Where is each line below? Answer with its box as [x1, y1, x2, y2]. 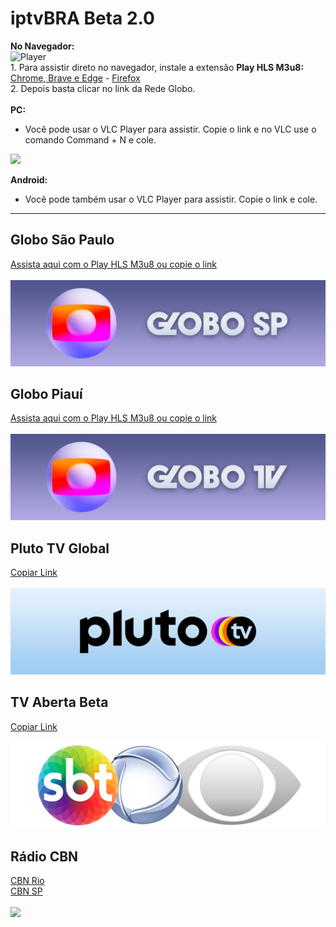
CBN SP [10, 885, 43, 897]
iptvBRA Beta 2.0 [10, 7, 155, 30]
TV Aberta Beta [10, 694, 109, 711]
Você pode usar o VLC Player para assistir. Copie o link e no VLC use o [24, 123, 317, 135]
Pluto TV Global [10, 540, 110, 557]
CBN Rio [10, 875, 45, 887]
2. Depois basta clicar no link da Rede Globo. [10, 82, 196, 94]
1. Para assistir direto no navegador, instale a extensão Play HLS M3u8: [10, 61, 305, 73]
